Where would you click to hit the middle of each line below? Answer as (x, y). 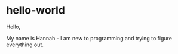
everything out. (25, 45)
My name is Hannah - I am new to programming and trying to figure (89, 38)
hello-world (36, 10)
